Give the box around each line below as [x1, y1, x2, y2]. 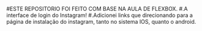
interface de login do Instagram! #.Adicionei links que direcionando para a [6, 12, 193, 19]
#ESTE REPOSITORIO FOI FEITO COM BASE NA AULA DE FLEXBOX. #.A [6, 5, 188, 12]
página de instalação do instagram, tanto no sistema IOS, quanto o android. [6, 18, 196, 25]
